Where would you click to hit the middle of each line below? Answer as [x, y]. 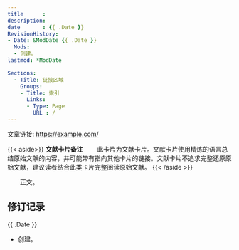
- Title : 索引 [40, 93]
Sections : [22, 73]
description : [27, 21]
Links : [36, 100]
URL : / [44, 113]
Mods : [22, 47]
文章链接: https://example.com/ [53, 134]
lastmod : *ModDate [34, 61]
